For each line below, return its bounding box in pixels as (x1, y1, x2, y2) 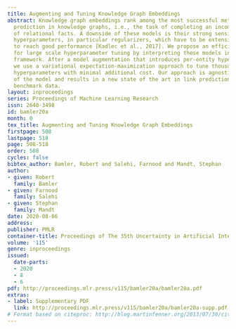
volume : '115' (7, 239, 49, 246)
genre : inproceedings (7, 245, 71, 253)
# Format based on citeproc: (7, 311, 93, 318)
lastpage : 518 (7, 134, 49, 141)
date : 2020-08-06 (7, 213, 58, 220)
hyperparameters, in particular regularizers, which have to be (13, 37, 206, 44)
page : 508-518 (7, 141, 49, 148)
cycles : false (7, 154, 49, 162)
